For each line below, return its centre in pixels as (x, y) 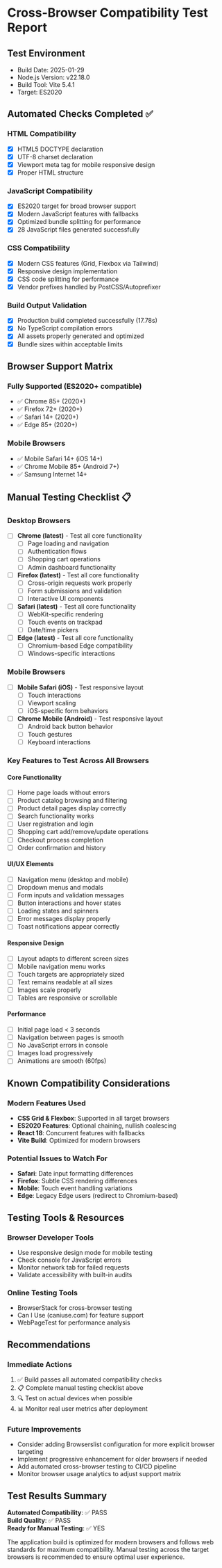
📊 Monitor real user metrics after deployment (82, 1409)
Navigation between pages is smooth (70, 1037)
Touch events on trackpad (65, 622)
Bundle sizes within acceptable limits (70, 344)
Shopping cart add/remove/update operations (83, 832)
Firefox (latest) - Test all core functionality (78, 575)
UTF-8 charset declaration (55, 157)
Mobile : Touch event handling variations (75, 1188)
